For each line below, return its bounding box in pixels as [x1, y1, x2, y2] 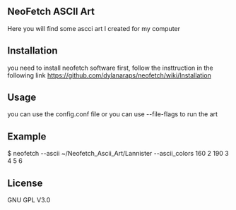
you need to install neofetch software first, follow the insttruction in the [7, 63, 213, 72]
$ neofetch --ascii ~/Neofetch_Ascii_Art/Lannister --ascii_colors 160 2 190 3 [7, 149, 230, 158]
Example [7, 130, 47, 142]
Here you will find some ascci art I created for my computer [7, 24, 181, 32]
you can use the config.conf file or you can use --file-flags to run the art [7, 110, 218, 118]
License [7, 177, 43, 189]
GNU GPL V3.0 [7, 196, 51, 204]
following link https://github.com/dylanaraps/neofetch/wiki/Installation [7, 70, 212, 80]
